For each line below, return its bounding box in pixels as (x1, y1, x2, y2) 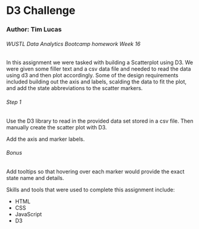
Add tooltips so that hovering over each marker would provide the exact (6, 167, 185, 175)
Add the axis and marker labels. (6, 135, 85, 143)
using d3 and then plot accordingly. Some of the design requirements (6, 72, 179, 79)
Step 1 (6, 98, 22, 106)
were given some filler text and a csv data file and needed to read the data (6, 65, 191, 73)
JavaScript (14, 210, 42, 218)
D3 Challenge (6, 4, 75, 18)
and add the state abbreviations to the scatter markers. (6, 85, 143, 92)
